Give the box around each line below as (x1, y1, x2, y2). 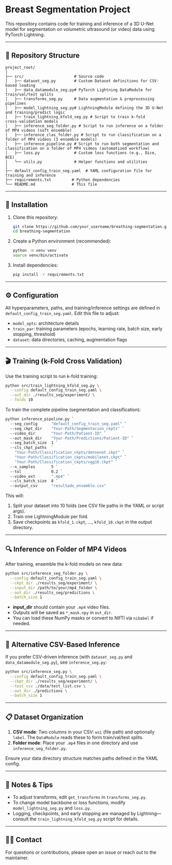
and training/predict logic (5, 109, 66, 115)
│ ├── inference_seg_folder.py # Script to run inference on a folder (5, 123, 164, 128)
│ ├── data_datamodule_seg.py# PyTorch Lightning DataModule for (5, 87, 153, 92)
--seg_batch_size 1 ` (10, 440, 58, 445)
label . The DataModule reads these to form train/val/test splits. (12, 735, 144, 741)
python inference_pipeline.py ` (5, 417, 74, 422)
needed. (12, 620, 31, 627)
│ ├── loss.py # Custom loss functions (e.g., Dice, (5, 150, 157, 155)
